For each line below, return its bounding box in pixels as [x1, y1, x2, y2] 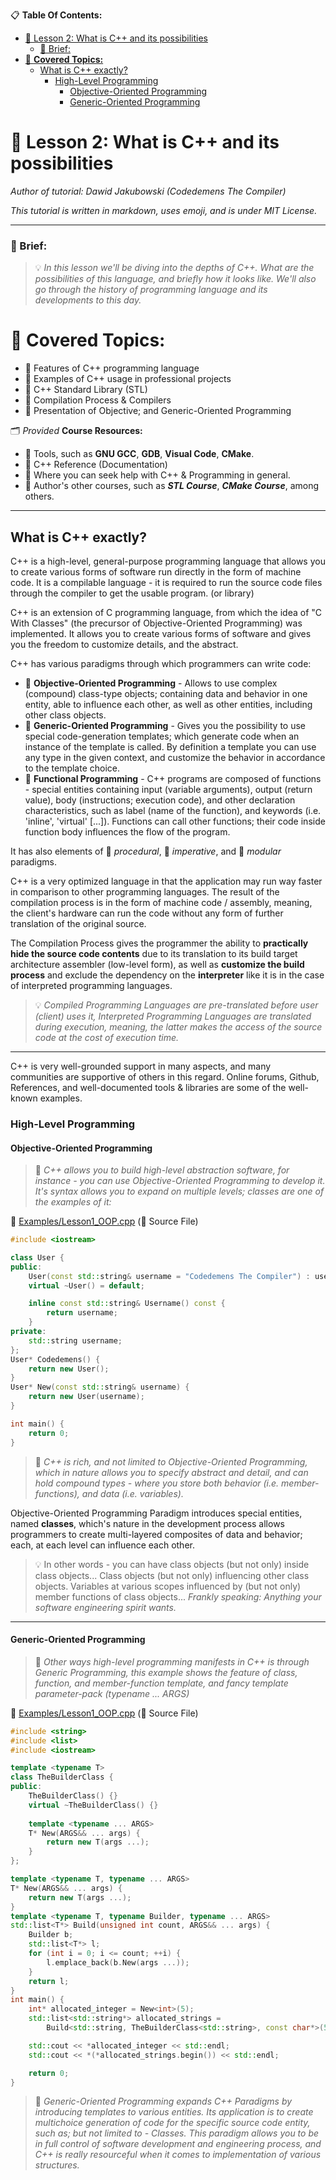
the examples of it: [34, 1196, 112, 1208]
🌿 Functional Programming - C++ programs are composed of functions [24, 772, 322, 784]
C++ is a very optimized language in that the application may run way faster [10, 875, 323, 887]
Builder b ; [28, 1930, 74, 1940]
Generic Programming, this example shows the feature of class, [34, 1666, 298, 1678]
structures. [34, 2159, 80, 2171]
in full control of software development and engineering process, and [34, 2138, 322, 2150]
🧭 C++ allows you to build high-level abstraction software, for [34, 1164, 290, 1176]
